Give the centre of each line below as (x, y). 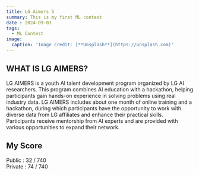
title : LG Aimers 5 (30, 12)
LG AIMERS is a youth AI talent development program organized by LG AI (95, 83)
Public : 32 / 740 (26, 160)
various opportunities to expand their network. (63, 127)
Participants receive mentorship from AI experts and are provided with (92, 121)
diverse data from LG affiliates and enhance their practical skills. (85, 114)
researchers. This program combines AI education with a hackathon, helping (100, 89)
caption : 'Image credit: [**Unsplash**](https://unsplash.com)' (93, 45)
